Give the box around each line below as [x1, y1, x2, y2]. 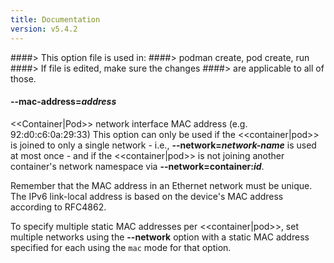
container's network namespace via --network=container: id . [10, 160, 265, 172]
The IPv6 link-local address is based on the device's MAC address [10, 190, 284, 202]
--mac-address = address [10, 96, 117, 108]
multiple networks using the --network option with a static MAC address [10, 231, 310, 243]
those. [10, 72, 37, 85]
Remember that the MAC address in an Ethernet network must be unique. [10, 179, 313, 191]
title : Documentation [10, 14, 101, 25]
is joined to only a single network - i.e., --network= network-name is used [10, 139, 317, 151]
